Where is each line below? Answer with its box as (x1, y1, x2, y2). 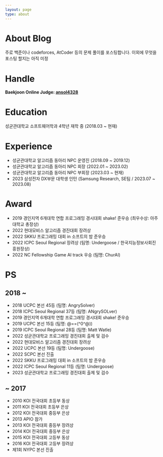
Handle (5, 73, 35, 84)
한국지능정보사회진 (120, 240, 156, 246)
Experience (5, 140, 52, 152)
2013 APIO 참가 (12, 416, 43, 422)
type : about (5, 12, 29, 17)
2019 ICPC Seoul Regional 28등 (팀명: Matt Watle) (12, 327, 112, 333)
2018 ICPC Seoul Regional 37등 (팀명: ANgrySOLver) (12, 309, 117, 315)
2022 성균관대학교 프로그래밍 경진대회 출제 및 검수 (12, 333, 109, 339)
